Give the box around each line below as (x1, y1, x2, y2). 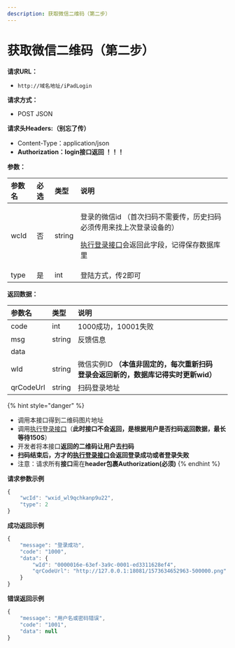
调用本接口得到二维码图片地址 (17, 416, 104, 424)
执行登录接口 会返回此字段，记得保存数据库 (80, 239, 221, 249)
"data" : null (20, 628, 58, 635)
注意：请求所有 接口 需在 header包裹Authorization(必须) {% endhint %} (17, 459, 220, 467)
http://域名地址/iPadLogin (17, 82, 92, 90)
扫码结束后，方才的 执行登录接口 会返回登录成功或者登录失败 (17, 451, 190, 459)
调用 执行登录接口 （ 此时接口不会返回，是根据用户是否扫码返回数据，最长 (17, 424, 226, 432)
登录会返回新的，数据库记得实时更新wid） (78, 369, 217, 379)
